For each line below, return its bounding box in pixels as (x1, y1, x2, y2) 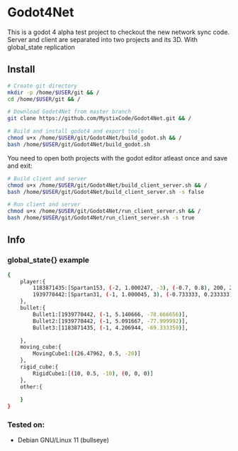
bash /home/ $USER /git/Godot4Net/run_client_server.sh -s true (7, 214, 195, 222)
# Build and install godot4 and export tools (7, 128, 144, 135)
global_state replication (7, 43, 76, 51)
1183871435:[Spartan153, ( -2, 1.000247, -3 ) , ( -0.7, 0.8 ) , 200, (33, 285, 227, 292)
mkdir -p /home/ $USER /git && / (7, 89, 100, 96)
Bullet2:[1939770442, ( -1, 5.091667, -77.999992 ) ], (33, 317, 189, 325)
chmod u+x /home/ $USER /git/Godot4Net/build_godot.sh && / (7, 134, 182, 141)
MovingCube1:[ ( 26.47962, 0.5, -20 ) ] (33, 350, 141, 357)
